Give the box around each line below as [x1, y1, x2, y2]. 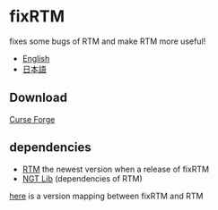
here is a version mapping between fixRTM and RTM [9, 190, 204, 201]
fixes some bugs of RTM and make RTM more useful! [9, 36, 206, 46]
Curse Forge [9, 113, 56, 124]
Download [9, 90, 67, 105]
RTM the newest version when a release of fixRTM [22, 164, 209, 174]
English [22, 53, 50, 63]
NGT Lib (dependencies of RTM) [22, 172, 144, 184]
